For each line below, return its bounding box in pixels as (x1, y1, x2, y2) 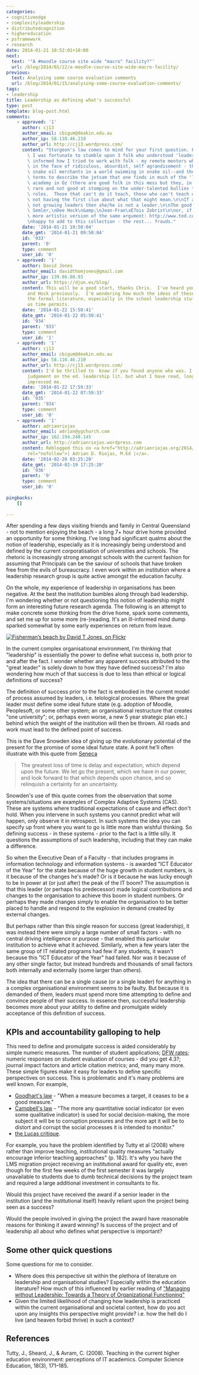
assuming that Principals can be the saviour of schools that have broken (6, 560, 182, 567)
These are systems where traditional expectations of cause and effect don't (6, 805, 191, 812)
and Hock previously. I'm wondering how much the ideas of (27, 291, 179, 297)
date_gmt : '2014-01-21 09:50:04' (21, 229, 105, 235)
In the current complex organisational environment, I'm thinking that (6, 645, 172, 652)
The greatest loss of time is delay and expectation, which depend (20, 762, 181, 769)
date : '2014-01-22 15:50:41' (21, 307, 94, 313)
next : (6, 53, 20, 59)
